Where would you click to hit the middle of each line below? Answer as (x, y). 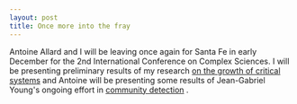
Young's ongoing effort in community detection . (99, 90)
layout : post (34, 17)
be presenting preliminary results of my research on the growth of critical (145, 70)
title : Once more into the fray (70, 26)
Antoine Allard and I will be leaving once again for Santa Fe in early (133, 51)
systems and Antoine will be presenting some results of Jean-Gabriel (137, 80)
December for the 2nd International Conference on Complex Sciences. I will (149, 61)
